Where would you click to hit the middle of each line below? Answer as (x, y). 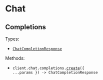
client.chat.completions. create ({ (48, 68)
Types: (12, 39)
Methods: (15, 58)
